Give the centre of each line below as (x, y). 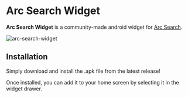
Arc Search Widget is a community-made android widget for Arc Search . (94, 27)
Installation (27, 57)
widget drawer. (24, 89)
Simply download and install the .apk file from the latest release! (83, 71)
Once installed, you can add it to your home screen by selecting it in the (93, 82)
